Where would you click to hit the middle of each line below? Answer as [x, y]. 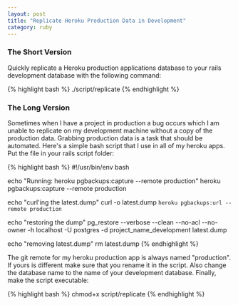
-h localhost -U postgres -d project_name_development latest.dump [127, 229]
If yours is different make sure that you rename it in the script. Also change [117, 265]
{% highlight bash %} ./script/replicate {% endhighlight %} [93, 89]
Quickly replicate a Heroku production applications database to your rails [114, 68]
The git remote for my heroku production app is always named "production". [119, 257]
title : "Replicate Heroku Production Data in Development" [97, 21]
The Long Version [38, 108]
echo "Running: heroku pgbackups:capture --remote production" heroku [114, 181]
